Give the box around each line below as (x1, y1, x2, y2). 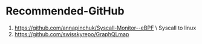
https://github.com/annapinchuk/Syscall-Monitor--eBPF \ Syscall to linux (14, 24, 197, 31)
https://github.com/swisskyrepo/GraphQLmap (14, 30, 129, 37)
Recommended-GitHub (5, 4, 125, 18)
